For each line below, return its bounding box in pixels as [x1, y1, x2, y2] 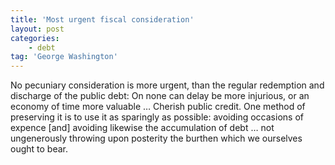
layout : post [10, 24, 65, 34]
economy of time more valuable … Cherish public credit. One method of [10, 101, 306, 113]
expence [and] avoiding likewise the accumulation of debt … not [10, 122, 275, 134]
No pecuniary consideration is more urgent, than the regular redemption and [10, 79, 325, 91]
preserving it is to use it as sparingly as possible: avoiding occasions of [10, 111, 304, 123]
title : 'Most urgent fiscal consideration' [10, 14, 195, 25]
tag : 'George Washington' [10, 52, 118, 62]
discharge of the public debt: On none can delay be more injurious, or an [10, 90, 310, 102]
